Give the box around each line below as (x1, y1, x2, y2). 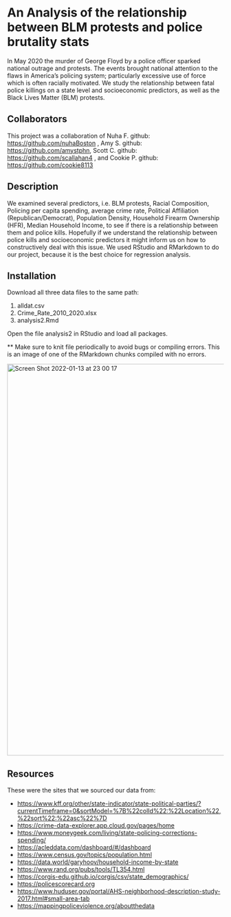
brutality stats (7, 34, 89, 50)
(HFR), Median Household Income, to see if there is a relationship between (7, 221, 219, 229)
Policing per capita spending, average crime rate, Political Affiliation (7, 206, 199, 215)
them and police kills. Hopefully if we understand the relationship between (7, 228, 218, 237)
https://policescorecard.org (16, 880, 95, 888)
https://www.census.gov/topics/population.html (16, 851, 153, 859)
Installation (7, 270, 56, 281)
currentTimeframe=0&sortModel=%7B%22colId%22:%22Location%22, (16, 807, 221, 815)
